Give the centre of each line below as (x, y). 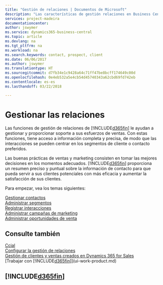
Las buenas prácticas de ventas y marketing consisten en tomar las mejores (81, 158)
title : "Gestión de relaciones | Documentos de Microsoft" (66, 9)
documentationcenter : (27, 23)
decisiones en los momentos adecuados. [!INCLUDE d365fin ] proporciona (78, 163)
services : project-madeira (32, 18)
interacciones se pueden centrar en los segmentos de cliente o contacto (77, 143)
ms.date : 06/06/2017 (26, 59)
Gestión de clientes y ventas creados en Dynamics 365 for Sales (70, 256)
